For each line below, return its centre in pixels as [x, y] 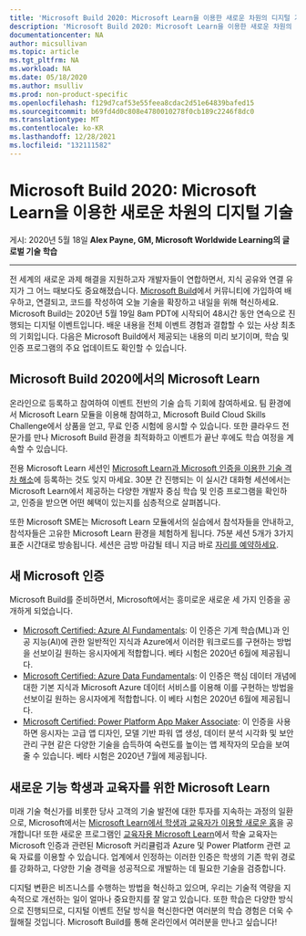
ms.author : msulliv [46, 86]
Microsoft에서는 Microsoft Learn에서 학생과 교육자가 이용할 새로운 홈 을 [156, 823]
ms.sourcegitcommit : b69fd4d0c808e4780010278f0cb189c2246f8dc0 [132, 111]
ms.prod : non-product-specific [69, 94]
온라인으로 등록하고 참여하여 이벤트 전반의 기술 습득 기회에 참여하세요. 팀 [138, 403]
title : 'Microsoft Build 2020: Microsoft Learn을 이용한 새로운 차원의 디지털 [150, 18]
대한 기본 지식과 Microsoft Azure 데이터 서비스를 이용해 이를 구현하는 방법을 [158, 688]
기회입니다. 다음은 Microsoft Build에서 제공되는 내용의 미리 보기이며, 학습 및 [154, 336]
